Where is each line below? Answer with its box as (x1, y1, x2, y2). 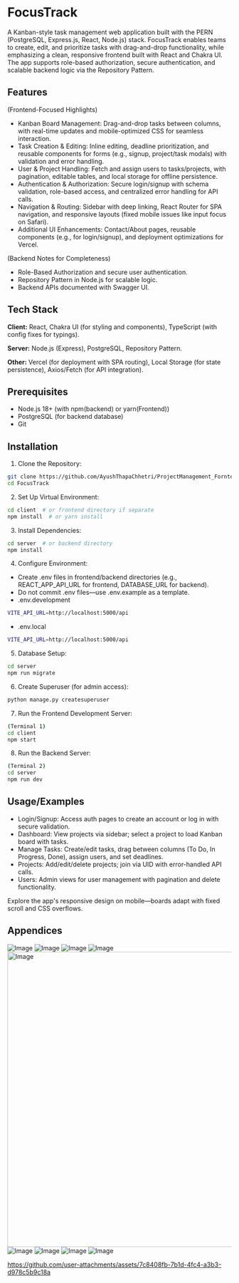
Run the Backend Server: (17, 749, 91, 757)
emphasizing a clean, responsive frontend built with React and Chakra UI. (7, 51, 223, 59)
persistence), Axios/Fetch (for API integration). (7, 365, 144, 374)
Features (7, 86, 48, 98)
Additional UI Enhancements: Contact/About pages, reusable (17, 225, 196, 234)
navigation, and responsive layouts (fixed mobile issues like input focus (17, 209, 226, 218)
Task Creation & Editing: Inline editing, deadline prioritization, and (17, 142, 209, 150)
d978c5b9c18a (7, 1267, 51, 1276)
